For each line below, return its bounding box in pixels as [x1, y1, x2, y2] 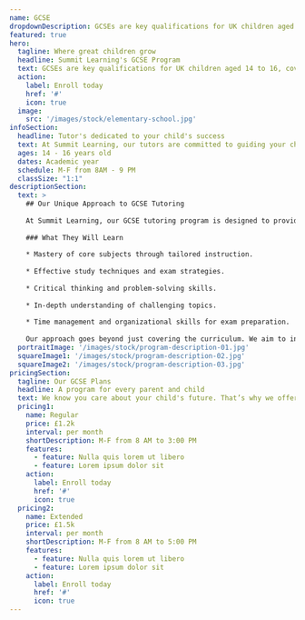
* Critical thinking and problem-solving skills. [25, 284, 218, 293]
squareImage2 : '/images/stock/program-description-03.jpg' [17, 360, 246, 369]
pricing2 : [17, 504, 54, 513]
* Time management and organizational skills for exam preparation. [25, 317, 290, 327]
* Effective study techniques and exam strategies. [25, 267, 225, 276]
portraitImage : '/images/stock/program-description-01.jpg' [17, 343, 250, 352]
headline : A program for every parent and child [17, 385, 205, 395]
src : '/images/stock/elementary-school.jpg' [25, 115, 197, 124]
